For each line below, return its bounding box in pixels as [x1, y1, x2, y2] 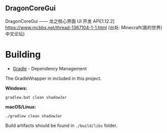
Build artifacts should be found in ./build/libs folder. [5, 122, 118, 128]
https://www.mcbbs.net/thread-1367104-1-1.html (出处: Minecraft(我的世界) [5, 24, 162, 30]
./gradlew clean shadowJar [5, 113, 62, 118]
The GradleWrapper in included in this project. [5, 75, 102, 81]
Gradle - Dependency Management [12, 65, 87, 71]
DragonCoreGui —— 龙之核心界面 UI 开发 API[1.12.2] [5, 18, 115, 24]
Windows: [5, 85, 27, 91]
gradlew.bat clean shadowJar [5, 95, 67, 100]
